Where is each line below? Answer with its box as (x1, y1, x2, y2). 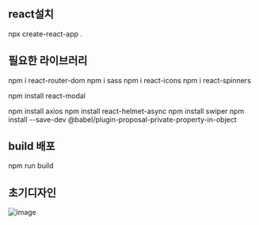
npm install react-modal (8, 90, 86, 101)
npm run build (8, 161, 54, 170)
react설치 (8, 7, 54, 21)
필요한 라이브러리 (8, 54, 88, 67)
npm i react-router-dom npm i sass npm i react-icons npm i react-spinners (8, 75, 252, 85)
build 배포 (8, 139, 55, 153)
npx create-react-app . (8, 29, 83, 38)
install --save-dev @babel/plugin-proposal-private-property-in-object (8, 114, 238, 124)
